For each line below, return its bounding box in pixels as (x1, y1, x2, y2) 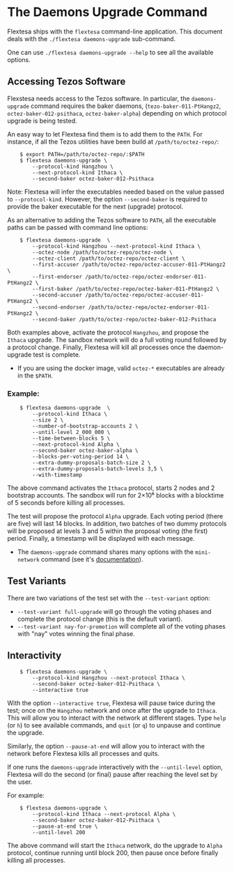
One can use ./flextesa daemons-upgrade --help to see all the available (7, 48, 214, 56)
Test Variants (7, 576, 66, 587)
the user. (7, 778, 33, 786)
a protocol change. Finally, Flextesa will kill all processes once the (7, 343, 196, 351)
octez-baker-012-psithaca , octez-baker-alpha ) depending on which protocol (7, 109, 227, 117)
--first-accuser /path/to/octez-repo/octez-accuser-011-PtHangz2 (32, 261, 226, 268)
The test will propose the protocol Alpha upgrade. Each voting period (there (7, 512, 224, 521)
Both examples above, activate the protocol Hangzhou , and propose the (7, 328, 209, 337)
